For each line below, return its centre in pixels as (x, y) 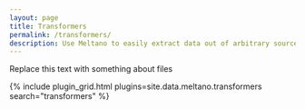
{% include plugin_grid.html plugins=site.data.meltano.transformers (136, 86)
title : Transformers (49, 26)
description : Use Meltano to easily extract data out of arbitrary (140, 43)
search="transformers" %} (59, 96)
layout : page (34, 18)
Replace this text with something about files (91, 69)
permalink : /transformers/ (60, 35)
